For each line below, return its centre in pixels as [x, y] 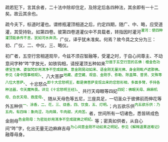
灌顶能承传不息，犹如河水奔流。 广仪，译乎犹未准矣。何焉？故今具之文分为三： [81, 39]
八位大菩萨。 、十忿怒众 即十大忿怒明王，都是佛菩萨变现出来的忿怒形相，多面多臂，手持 [81, 83]
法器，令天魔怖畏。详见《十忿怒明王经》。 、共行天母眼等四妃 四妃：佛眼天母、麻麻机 [83, 91]
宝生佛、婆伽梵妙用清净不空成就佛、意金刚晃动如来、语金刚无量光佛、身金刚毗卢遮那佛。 [85, 69]
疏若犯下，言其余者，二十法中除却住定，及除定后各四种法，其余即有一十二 [82, 7]
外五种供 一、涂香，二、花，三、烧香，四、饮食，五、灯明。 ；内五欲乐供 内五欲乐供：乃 [83, 105]
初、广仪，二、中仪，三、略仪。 [38, 45]
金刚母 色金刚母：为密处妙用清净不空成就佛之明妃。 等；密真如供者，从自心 [74, 120]
